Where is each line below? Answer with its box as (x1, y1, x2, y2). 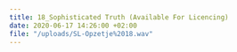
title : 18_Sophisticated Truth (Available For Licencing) (9, 12, 229, 22)
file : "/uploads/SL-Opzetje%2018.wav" (9, 29, 153, 38)
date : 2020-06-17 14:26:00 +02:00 (9, 21, 138, 30)
